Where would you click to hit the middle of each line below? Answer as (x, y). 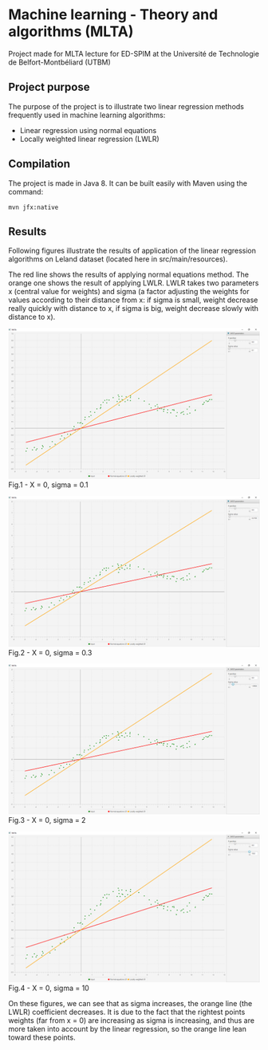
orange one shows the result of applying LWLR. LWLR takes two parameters (134, 283)
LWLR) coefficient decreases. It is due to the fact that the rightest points (127, 1012)
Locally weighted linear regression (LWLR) (89, 139)
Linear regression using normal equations (88, 130)
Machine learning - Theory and (113, 15)
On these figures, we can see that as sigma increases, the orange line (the (130, 1004)
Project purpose (49, 87)
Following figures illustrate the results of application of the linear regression (132, 251)
